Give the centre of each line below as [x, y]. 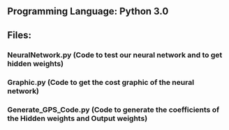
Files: [19, 35]
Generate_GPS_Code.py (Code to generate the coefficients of [113, 109]
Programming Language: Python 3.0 [88, 11]
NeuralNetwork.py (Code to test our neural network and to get [115, 55]
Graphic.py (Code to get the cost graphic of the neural [101, 82]
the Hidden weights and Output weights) [77, 118]
